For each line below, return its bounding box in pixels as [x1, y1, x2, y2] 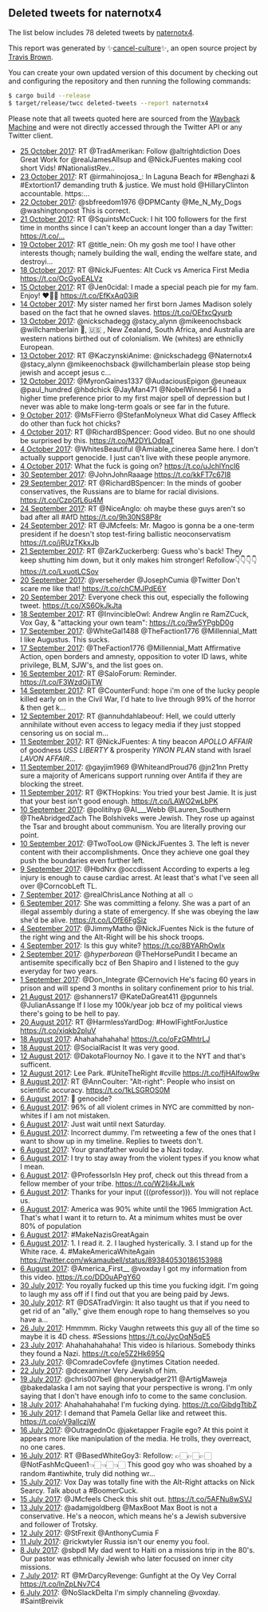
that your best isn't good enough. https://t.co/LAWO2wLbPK [19, 796, 219, 806]
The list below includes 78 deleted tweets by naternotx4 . [8, 27, 195, 37]
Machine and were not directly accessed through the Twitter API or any [8, 122, 242, 131]
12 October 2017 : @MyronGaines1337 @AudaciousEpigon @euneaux [19, 376, 247, 386]
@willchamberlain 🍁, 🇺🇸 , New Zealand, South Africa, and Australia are [19, 324, 255, 334]
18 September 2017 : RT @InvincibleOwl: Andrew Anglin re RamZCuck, [19, 609, 250, 618]
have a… [19, 1314, 49, 1324]
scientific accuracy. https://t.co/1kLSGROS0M [19, 1085, 171, 1094]
